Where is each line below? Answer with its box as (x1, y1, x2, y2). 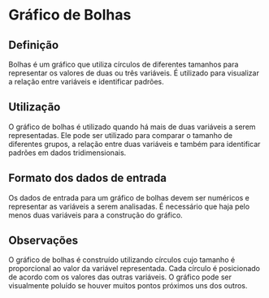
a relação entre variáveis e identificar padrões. (8, 77, 164, 86)
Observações (8, 234, 79, 248)
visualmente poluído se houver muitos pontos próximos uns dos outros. (8, 281, 248, 291)
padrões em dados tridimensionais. (8, 148, 127, 158)
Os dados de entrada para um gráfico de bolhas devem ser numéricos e (8, 192, 250, 202)
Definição (8, 38, 59, 52)
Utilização (8, 100, 61, 114)
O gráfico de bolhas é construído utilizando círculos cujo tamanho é (8, 255, 236, 265)
